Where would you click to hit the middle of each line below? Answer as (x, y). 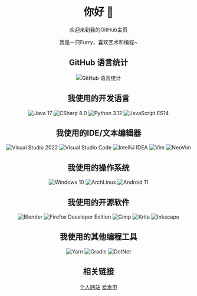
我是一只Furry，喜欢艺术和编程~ (98, 42)
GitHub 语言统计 (98, 63)
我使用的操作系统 (98, 167)
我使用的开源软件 (98, 202)
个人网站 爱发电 (98, 287)
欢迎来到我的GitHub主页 (98, 30)
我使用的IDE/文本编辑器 (98, 133)
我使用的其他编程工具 (98, 237)
